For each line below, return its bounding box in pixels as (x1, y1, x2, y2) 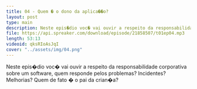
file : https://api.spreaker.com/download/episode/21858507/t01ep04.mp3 (6, 30, 185, 36)
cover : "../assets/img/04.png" (6, 47, 83, 53)
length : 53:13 (6, 36, 41, 42)
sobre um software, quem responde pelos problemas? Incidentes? (6, 70, 166, 77)
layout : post (6, 14, 38, 20)
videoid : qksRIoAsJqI (6, 42, 59, 47)
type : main (6, 19, 33, 25)
